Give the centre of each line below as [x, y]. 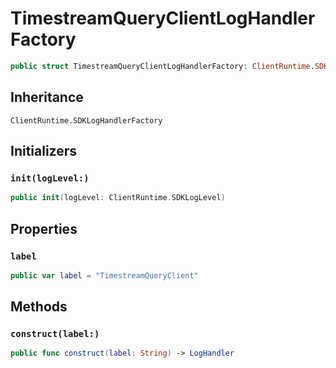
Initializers [44, 151]
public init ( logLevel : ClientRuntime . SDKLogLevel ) [118, 198]
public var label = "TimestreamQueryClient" [104, 275]
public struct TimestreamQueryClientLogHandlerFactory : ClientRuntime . [162, 66]
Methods [39, 307]
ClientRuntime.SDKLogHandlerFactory [86, 120]
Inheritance [47, 97]
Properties [44, 228]
